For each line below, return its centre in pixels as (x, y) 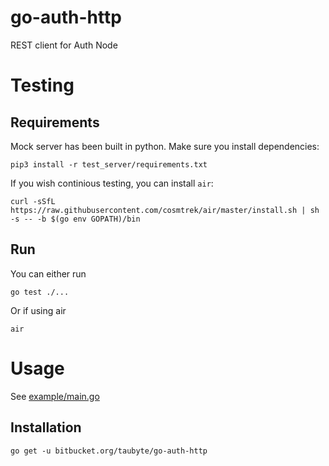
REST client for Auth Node (64, 45)
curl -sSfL (33, 201)
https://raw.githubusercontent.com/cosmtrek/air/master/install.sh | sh (165, 210)
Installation (46, 427)
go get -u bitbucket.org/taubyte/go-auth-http (109, 451)
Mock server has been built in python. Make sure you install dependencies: (165, 146)
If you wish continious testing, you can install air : (112, 183)
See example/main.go (55, 396)
